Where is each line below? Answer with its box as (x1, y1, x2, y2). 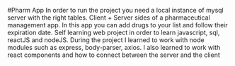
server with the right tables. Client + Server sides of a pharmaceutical (7, 13, 210, 22)
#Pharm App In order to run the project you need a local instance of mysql (7, 6, 224, 14)
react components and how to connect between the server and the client (7, 51, 221, 59)
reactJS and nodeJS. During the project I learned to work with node (7, 36, 205, 44)
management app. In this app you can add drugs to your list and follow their (7, 21, 228, 29)
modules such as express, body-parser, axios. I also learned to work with (7, 44, 221, 51)
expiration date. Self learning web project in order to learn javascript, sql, (7, 28, 220, 37)
